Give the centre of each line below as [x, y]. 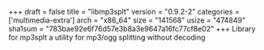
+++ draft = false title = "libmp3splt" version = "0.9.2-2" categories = [124, 12]
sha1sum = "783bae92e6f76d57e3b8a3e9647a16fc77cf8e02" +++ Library [132, 29]
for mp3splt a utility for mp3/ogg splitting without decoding [107, 37]
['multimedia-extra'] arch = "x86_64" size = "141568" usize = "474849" [127, 20]
